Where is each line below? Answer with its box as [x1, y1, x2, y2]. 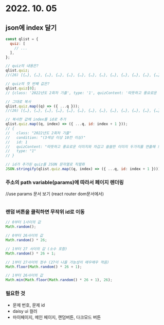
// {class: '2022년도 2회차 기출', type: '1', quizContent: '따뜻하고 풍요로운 [5, 90, 157, 95]
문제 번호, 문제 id [12, 302, 45, 308]
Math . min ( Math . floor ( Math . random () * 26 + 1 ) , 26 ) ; [5, 278, 113, 283]
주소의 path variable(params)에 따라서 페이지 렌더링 [5, 179, 124, 185]
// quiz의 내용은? [5, 64, 39, 69]
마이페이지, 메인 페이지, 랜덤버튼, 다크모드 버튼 [12, 314, 101, 320]
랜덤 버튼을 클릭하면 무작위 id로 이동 [5, 209, 85, 216]
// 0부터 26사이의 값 [5, 233, 43, 238]
